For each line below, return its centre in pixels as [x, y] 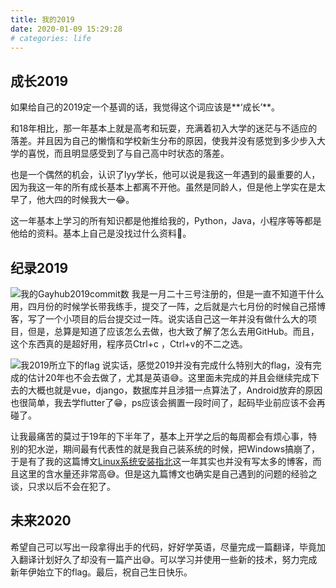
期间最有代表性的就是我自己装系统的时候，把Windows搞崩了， [191, 449]
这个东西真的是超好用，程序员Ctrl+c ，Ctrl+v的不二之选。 [129, 344]
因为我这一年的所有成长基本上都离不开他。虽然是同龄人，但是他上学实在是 [163, 187]
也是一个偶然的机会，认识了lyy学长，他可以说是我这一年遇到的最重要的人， [165, 175]
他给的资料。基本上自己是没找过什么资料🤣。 [101, 233]
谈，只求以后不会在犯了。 [63, 486]
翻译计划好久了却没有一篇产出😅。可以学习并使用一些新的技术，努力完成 [168, 559]
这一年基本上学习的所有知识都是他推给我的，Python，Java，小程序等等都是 [166, 221]
